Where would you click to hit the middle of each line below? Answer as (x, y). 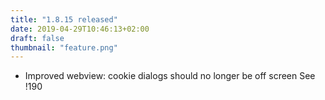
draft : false (37, 38)
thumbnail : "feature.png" (64, 47)
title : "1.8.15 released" (64, 19)
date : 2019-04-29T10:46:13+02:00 (80, 29)
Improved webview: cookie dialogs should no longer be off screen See (170, 76)
